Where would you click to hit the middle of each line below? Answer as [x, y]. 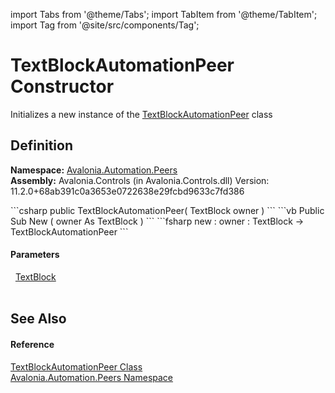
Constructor [62, 86]
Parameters [35, 255]
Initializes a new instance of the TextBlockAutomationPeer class [141, 114]
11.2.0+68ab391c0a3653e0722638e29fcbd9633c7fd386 [127, 191]
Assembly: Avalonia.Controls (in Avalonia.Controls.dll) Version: [140, 180]
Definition [41, 145]
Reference [32, 344]
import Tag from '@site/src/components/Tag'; [105, 25]
